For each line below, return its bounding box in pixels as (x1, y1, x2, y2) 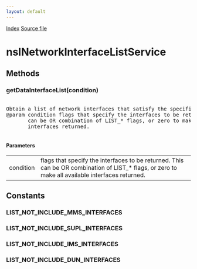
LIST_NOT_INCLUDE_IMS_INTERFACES (6, 240, 119, 248)
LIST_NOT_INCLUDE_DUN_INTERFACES (6, 255, 121, 264)
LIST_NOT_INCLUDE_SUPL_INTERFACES (6, 224, 123, 232)
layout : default (6, 8, 46, 15)
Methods (6, 69, 40, 79)
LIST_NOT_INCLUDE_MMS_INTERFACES (6, 209, 123, 217)
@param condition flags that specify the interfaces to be (6, 111, 180, 118)
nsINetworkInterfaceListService (6, 45, 167, 59)
